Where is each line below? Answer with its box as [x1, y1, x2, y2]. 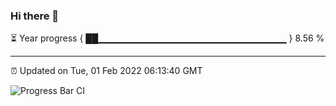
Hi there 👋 [10, 9, 60, 23]
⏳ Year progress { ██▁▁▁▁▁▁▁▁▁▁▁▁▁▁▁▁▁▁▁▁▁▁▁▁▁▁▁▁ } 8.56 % [10, 32, 325, 44]
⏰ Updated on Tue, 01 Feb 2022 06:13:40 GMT [10, 65, 203, 77]
